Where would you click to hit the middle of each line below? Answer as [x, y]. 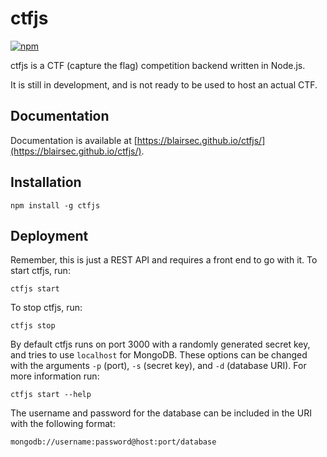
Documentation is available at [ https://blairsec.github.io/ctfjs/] [138, 140]
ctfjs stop [33, 326]
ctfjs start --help [51, 395]
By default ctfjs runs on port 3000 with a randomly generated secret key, [160, 344]
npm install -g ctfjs [55, 205]
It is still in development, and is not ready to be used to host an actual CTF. [164, 84]
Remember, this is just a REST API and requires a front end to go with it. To [164, 260]
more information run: [55, 376]
